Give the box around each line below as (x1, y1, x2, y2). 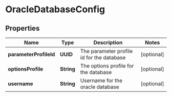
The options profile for (80, 62, 134, 69)
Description (93, 39, 123, 46)
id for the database (80, 54, 126, 61)
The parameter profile (80, 47, 133, 55)
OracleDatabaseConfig (5, 4, 105, 15)
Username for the (80, 77, 123, 84)
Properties (5, 24, 40, 33)
